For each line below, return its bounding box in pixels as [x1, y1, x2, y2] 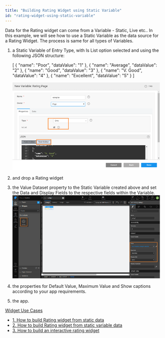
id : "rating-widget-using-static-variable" [5, 13, 96, 18]
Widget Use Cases [5, 307, 43, 313]
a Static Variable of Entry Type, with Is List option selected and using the [12, 47, 159, 53]
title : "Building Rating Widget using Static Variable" [5, 8, 122, 13]
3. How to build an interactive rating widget [12, 328, 100, 334]
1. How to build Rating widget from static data [12, 317, 105, 323]
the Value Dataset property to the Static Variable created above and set [12, 184, 157, 190]
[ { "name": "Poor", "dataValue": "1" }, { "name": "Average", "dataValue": [12, 62, 157, 68]
